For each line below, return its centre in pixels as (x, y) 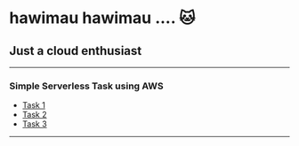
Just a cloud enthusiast (76, 51)
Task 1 (34, 105)
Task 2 (34, 115)
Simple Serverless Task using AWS (86, 86)
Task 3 (34, 124)
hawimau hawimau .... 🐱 (102, 18)
